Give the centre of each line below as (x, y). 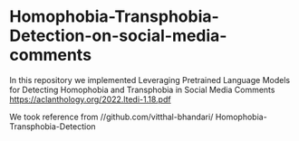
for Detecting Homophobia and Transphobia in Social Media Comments (142, 89)
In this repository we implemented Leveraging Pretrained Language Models (150, 80)
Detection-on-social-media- (118, 36)
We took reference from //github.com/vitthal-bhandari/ (111, 117)
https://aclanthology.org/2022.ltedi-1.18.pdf (90, 99)
